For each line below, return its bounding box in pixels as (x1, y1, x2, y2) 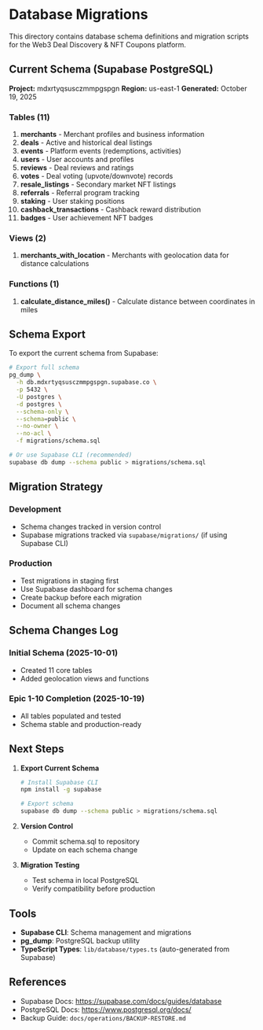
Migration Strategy (9, 480, 104, 493)
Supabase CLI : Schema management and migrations (20, 927, 192, 937)
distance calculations (20, 259, 89, 268)
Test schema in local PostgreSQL (31, 876, 140, 885)
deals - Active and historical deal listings (20, 138, 152, 147)
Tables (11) (9, 112, 50, 123)
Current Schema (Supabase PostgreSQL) (9, 63, 214, 76)
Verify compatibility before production (31, 884, 155, 894)
